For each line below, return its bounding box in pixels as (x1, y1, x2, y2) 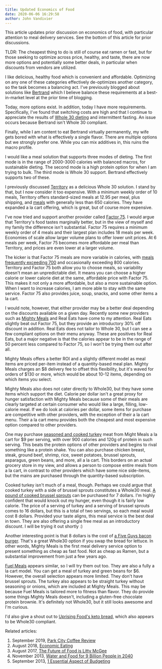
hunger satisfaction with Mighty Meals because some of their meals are (5, 396, 148, 402)
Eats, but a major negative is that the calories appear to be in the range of (5, 336, 151, 342)
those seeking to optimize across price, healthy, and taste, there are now (5, 54, 150, 60)
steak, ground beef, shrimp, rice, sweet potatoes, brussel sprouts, (5, 452, 136, 458)
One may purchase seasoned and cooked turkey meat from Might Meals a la (5, 431, 158, 437)
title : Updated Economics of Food (5, 7, 75, 12)
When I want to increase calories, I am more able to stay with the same (5, 285, 146, 292)
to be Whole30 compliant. (5, 619, 57, 625)
